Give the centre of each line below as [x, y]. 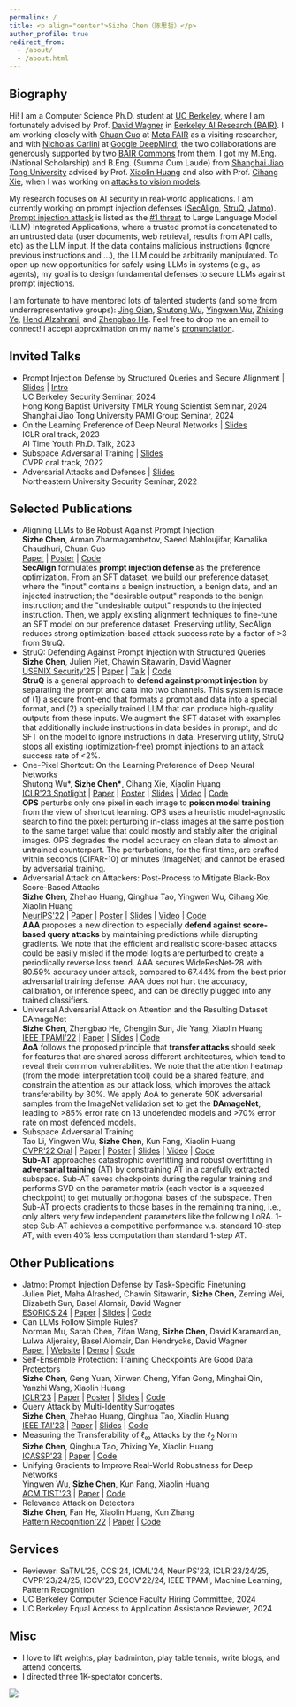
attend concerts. [52, 1667]
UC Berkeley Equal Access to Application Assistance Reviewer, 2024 [147, 1608]
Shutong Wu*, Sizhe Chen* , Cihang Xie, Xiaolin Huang [121, 784]
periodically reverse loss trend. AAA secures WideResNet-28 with [142, 963]
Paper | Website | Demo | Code [78, 1350]
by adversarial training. [64, 869]
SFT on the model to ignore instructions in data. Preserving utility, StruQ [153, 737]
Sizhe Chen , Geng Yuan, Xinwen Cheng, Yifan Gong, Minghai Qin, [142, 1379]
